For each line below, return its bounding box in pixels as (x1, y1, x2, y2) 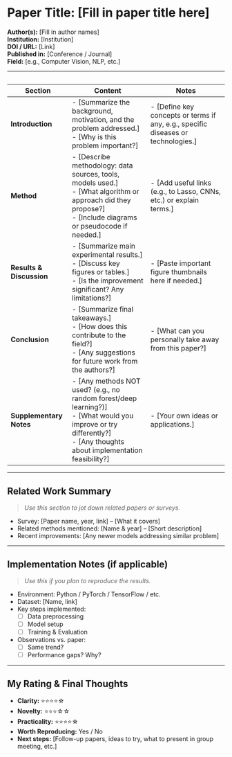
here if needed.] (150, 276, 202, 285)
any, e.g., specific (150, 119, 208, 129)
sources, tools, (72, 170, 119, 179)
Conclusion (10, 335, 50, 344)
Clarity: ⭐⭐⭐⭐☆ (17, 697, 65, 705)
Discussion (10, 271, 48, 281)
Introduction (10, 119, 52, 129)
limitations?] (72, 293, 112, 303)
